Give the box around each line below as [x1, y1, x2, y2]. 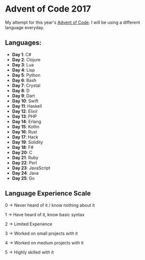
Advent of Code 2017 [5, 3, 91, 15]
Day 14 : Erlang [12, 118, 42, 124]
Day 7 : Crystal [12, 82, 41, 88]
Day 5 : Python [12, 72, 41, 78]
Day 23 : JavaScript [12, 165, 51, 171]
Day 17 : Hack [12, 134, 39, 140]
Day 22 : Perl [12, 160, 37, 165]
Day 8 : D [12, 87, 30, 93]
